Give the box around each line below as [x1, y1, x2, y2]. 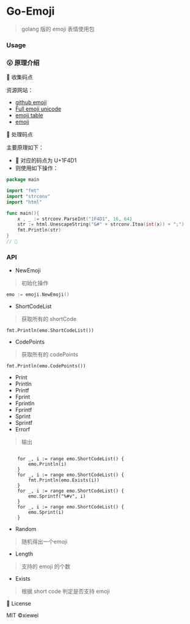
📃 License [6, 600, 32, 607]
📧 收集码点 [6, 73, 34, 81]
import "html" [6, 199, 43, 205]
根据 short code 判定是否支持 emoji [21, 588, 110, 595]
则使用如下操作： [15, 164, 59, 172]
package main [6, 177, 40, 183]
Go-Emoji [6, 4, 55, 18]
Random [15, 526, 37, 533]
